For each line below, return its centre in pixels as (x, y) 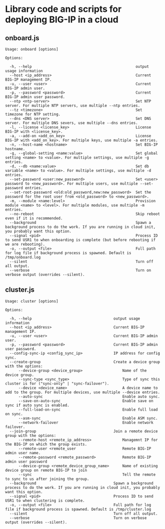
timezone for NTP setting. (33, 114)
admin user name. (23, 453)
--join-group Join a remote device (84, 431)
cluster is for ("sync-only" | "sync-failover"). (57, 383)
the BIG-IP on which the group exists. (46, 444)
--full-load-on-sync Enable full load (88, 410)
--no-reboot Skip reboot (85, 214)
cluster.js (20, 290)
